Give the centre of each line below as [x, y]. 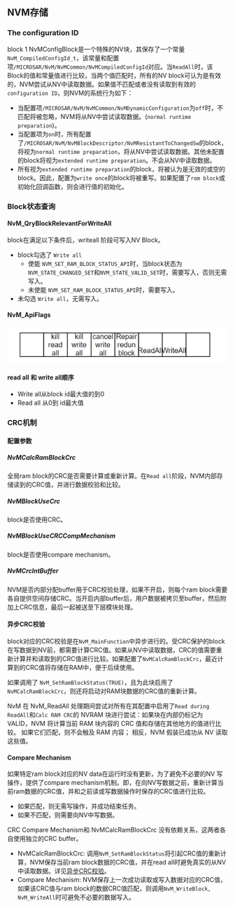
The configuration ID [43, 33]
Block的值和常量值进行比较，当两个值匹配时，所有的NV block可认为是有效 [114, 75]
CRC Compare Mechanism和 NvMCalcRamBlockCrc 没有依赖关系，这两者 [114, 830]
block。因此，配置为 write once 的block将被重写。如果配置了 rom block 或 [121, 178]
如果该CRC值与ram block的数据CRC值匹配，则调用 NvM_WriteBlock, [114, 888]
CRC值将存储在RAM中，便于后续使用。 [82, 668]
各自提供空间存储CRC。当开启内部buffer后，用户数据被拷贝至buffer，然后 [114, 598]
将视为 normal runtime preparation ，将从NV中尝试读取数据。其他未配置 [121, 151]
